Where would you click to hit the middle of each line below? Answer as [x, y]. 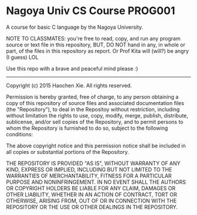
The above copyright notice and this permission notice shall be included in [96, 146]
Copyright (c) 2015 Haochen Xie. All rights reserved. [69, 85]
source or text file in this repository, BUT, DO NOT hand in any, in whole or [96, 45]
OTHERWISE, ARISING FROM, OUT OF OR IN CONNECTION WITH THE [91, 200]
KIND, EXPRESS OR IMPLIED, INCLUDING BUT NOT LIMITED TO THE [89, 169]
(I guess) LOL [22, 57]
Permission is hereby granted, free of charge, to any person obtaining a [92, 97]
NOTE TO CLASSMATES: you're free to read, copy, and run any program [93, 38]
